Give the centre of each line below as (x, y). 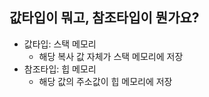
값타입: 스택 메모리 (60, 44)
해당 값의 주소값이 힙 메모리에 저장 (105, 81)
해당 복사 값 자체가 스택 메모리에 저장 (111, 56)
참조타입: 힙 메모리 (60, 69)
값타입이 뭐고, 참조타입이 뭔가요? (104, 18)
